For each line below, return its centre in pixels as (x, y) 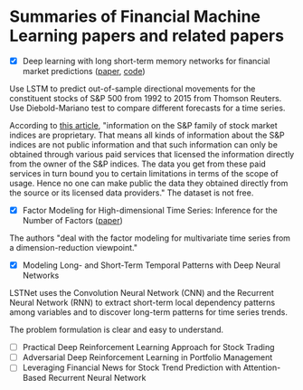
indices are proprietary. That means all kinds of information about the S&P (147, 135)
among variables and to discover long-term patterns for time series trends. (148, 312)
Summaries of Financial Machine (135, 17)
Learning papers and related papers (147, 36)
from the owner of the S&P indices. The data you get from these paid (138, 164)
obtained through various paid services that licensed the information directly (152, 154)
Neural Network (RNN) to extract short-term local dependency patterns (142, 303)
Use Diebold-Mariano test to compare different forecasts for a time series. (147, 108)
